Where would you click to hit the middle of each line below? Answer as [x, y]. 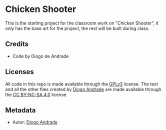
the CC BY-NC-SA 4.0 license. [36, 94]
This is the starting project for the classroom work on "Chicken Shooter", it [82, 23]
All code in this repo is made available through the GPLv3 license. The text [82, 84]
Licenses [19, 72]
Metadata [20, 110]
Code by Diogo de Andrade [40, 56]
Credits [17, 44]
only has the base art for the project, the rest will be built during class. [77, 28]
